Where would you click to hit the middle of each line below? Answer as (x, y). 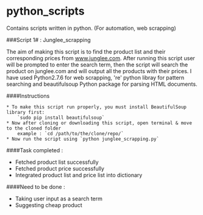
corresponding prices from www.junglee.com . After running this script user (101, 58)
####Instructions (28, 96)
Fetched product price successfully (60, 168)
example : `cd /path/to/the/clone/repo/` (70, 133)
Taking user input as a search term (59, 199)
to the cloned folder (34, 128)
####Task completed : (35, 150)
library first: (26, 112)
